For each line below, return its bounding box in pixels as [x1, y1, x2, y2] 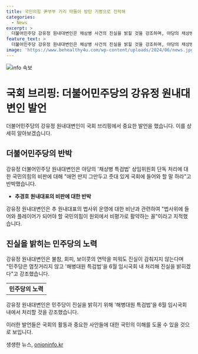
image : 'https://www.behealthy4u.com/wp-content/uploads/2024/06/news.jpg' [6, 47, 196, 53]
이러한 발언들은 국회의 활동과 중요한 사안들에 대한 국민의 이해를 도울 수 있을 [6, 321, 179, 328]
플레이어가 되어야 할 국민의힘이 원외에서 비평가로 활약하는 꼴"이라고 [16, 212, 173, 219]
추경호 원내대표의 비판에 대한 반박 [14, 192, 91, 199]
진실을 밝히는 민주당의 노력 [6, 238, 97, 248]
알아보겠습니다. [16, 129, 52, 136]
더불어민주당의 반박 [6, 149, 72, 159]
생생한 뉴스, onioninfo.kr [6, 341, 64, 348]
